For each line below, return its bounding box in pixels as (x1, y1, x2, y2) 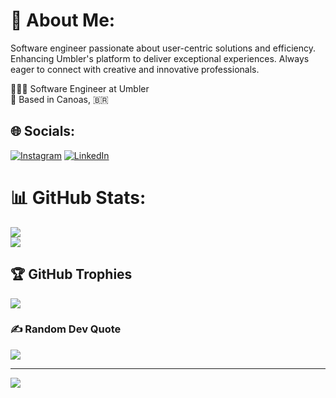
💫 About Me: (10, 9, 116, 32)
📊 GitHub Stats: (10, 186, 147, 209)
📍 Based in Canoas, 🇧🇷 (10, 93, 109, 105)
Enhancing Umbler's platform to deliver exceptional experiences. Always (10, 52, 310, 64)
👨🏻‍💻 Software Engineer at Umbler (10, 82, 150, 94)
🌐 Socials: (10, 123, 76, 140)
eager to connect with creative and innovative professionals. (10, 63, 260, 75)
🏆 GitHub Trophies (10, 266, 133, 283)
